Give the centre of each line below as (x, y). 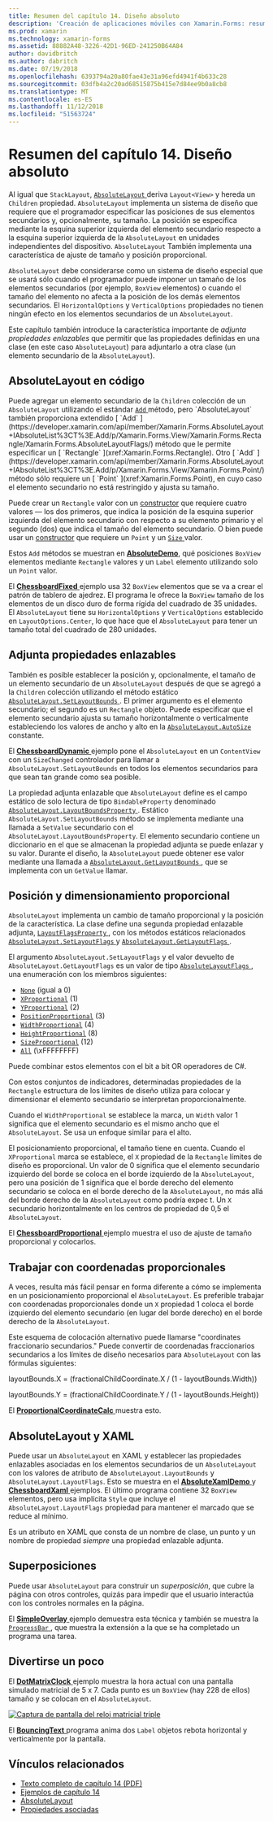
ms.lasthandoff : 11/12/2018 (56, 107)
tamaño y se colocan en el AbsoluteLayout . (80, 1698)
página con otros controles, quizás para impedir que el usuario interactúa (131, 1594)
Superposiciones (53, 1566)
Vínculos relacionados (66, 1765)
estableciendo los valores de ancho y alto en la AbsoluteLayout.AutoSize (130, 726)
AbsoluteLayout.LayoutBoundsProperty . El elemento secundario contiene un (134, 835)
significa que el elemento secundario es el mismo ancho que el (114, 1124)
